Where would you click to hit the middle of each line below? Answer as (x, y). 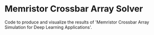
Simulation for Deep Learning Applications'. (48, 27)
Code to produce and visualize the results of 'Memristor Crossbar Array (77, 22)
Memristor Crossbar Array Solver (74, 9)
